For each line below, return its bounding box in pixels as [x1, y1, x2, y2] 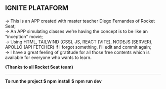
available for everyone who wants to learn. [5, 55, 92, 60]
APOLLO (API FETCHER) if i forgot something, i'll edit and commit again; [5, 44, 152, 50]
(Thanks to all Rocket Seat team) [5, 64, 73, 70]
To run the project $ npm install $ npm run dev [5, 78, 102, 84]
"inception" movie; [5, 34, 43, 40]
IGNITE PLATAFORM [5, 4, 69, 12]
